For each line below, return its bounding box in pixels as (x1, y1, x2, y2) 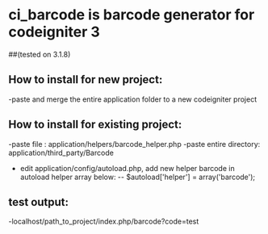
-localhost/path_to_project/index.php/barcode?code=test (8, 216, 199, 227)
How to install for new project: (8, 73, 163, 86)
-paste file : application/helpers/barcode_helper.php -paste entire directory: (8, 139, 261, 148)
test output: (8, 195, 69, 209)
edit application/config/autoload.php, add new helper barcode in (19, 163, 236, 173)
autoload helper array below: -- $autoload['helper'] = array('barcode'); (19, 172, 256, 182)
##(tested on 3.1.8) (8, 49, 71, 59)
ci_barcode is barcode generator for (8, 6, 255, 24)
